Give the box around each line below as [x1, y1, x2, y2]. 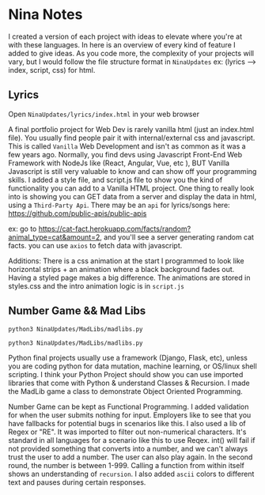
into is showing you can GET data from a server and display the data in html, [8, 191, 257, 201]
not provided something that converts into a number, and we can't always [8, 444, 248, 453]
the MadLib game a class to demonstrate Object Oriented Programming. [8, 386, 243, 396]
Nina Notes [8, 6, 83, 24]
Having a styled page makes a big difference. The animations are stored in [8, 273, 251, 282]
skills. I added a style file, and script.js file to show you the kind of [8, 175, 223, 184]
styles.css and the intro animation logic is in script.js [8, 281, 184, 290]
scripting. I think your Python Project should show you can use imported [8, 369, 244, 379]
